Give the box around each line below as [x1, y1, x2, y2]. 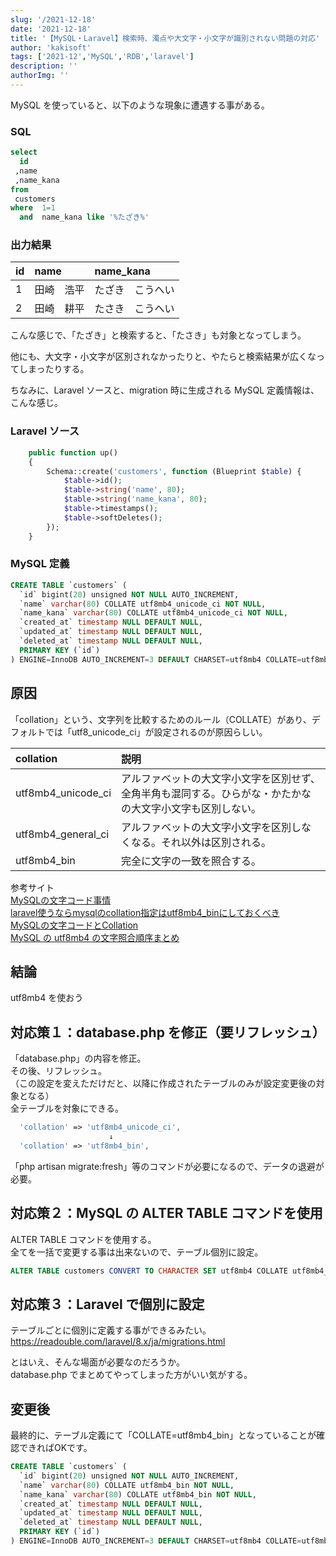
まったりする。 [27, 363, 90, 375]
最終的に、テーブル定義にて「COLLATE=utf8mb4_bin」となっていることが [10, 1429, 317, 1441]
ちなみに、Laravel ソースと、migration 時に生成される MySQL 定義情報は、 [10, 384, 320, 396]
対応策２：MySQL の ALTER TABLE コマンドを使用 [10, 1205, 323, 1222]
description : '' [10, 61, 78, 71]
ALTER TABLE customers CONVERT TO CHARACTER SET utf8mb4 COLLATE [10, 1266, 288, 1276]
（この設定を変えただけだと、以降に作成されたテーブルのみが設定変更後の [10, 1077, 317, 1090]
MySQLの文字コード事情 [10, 894, 112, 906]
